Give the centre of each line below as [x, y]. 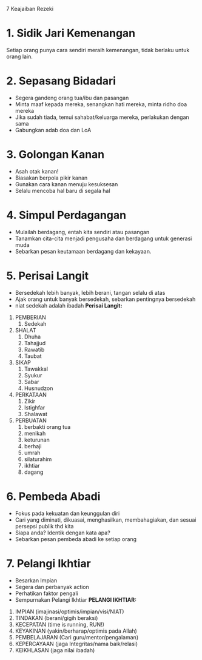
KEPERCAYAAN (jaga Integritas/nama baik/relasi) [76, 644]
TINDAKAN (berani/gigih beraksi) [56, 618]
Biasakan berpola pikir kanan [51, 178]
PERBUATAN [31, 420]
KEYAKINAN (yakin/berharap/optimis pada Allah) [76, 631]
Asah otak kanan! [37, 171]
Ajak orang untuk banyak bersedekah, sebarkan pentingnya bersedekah [105, 299]
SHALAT [25, 330]
